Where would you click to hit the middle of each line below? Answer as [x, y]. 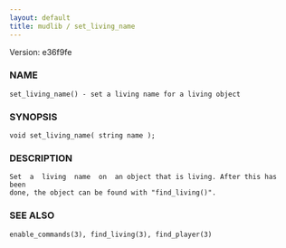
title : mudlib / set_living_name [72, 26]
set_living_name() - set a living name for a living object [125, 94]
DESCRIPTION [41, 158]
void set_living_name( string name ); [82, 136]
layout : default [40, 18]
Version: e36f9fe [41, 52]
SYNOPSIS [33, 117]
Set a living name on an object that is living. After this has [143, 177]
